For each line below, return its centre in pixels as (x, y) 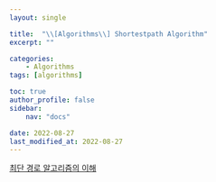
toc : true (28, 92)
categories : (32, 59)
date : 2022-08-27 (42, 133)
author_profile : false (52, 100)
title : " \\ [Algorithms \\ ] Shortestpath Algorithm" (108, 34)
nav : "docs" (48, 117)
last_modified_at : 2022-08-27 (66, 141)
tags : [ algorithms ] (46, 76)
